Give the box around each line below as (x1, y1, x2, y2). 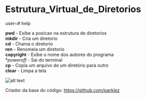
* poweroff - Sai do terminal (5, 57, 63, 63)
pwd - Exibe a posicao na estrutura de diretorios (5, 30, 107, 36)
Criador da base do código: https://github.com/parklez (5, 87, 120, 93)
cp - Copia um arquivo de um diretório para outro (5, 62, 108, 68)
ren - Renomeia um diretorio (5, 46, 65, 52)
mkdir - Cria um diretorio (5, 35, 57, 41)
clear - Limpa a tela (5, 67, 47, 74)
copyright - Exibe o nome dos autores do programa (5, 52, 114, 58)
